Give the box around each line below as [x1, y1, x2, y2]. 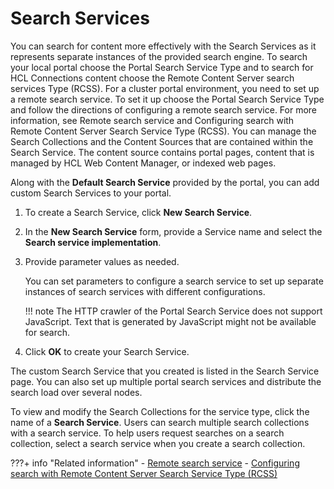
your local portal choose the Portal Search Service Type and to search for [10, 61, 314, 73]
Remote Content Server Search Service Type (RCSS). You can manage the [10, 125, 317, 137]
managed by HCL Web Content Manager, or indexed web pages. [10, 157, 277, 169]
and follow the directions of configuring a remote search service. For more [10, 103, 318, 116]
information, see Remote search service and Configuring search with [10, 114, 295, 126]
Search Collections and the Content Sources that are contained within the [10, 135, 314, 147]
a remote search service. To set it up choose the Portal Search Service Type [10, 93, 325, 105]
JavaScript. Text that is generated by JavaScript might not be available [24, 315, 317, 327]
